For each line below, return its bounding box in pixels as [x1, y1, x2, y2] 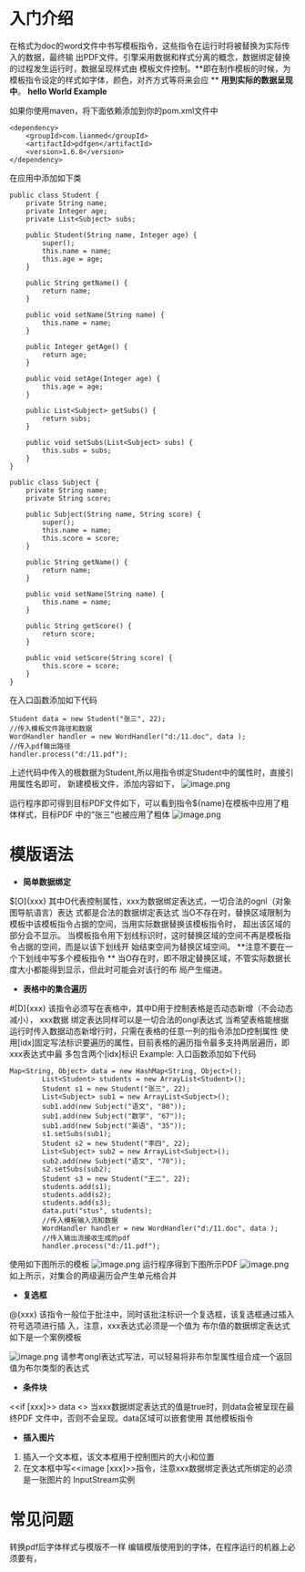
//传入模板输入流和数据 [42, 1215, 118, 1225]
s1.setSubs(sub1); [42, 1129, 112, 1138]
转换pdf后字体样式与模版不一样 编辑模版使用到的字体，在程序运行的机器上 [9, 1541, 289, 1552]
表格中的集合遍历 [22, 983, 87, 994]
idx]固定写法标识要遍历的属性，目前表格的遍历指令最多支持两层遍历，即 [20, 1037, 290, 1048]
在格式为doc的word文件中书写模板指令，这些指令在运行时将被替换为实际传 [9, 40, 290, 51]
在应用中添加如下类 [9, 172, 82, 183]
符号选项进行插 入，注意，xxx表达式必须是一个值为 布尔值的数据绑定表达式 [9, 1319, 290, 1331]
